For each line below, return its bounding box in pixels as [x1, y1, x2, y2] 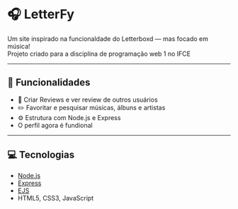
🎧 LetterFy [7, 6, 74, 23]
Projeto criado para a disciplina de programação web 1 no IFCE [7, 49, 191, 58]
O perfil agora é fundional [17, 121, 93, 129]
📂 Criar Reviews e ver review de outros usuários [17, 95, 158, 104]
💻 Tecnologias [7, 149, 75, 161]
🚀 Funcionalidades [7, 76, 91, 89]
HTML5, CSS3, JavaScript [17, 193, 94, 202]
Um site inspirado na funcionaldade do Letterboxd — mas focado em [7, 34, 209, 43]
